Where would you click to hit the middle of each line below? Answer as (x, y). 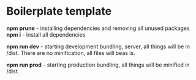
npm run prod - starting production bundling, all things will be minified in (98, 65)
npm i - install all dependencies (46, 34)
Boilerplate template (59, 11)
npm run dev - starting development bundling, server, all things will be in (98, 46)
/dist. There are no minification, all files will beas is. (71, 53)
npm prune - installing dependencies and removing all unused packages (98, 28)
